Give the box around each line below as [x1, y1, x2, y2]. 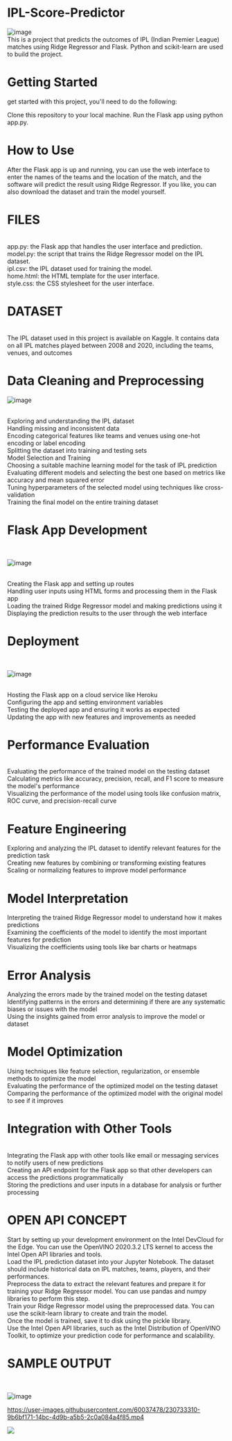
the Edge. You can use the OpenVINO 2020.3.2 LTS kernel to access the [7, 1243, 213, 1251]
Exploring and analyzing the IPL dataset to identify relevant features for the [7, 844, 222, 852]
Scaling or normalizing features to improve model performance [7, 866, 187, 874]
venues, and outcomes [7, 349, 73, 357]
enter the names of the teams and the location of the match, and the [7, 172, 202, 181]
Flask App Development [7, 522, 148, 538]
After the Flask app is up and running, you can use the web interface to [7, 165, 210, 174]
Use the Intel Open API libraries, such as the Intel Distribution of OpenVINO [7, 1324, 221, 1333]
